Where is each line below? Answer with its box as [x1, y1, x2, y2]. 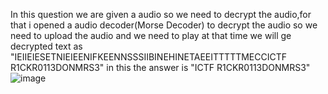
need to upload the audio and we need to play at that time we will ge [10, 30, 292, 41]
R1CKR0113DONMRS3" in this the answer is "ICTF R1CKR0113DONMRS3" [10, 62, 311, 73]
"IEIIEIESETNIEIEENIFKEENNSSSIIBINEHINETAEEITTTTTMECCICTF [10, 51, 288, 63]
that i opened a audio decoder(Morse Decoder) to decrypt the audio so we [10, 19, 318, 31]
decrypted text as [10, 40, 83, 52]
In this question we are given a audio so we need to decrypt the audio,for [10, 9, 312, 20]
